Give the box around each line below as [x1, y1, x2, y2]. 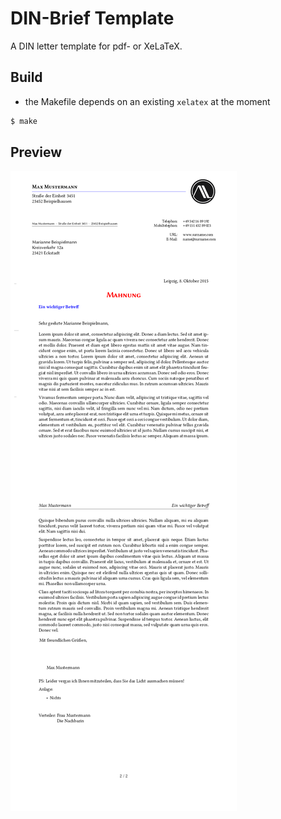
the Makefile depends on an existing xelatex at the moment [24, 95, 271, 107]
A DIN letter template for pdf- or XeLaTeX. [10, 40, 183, 52]
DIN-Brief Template [10, 7, 175, 30]
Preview [10, 144, 63, 161]
